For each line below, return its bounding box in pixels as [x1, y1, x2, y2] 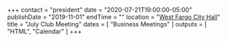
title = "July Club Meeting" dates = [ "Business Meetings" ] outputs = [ [7, 20, 208, 28]
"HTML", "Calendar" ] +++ [7, 27, 82, 35]
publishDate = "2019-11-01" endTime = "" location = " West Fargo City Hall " [7, 13, 220, 21]
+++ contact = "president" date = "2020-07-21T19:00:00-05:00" [7, 6, 192, 14]
